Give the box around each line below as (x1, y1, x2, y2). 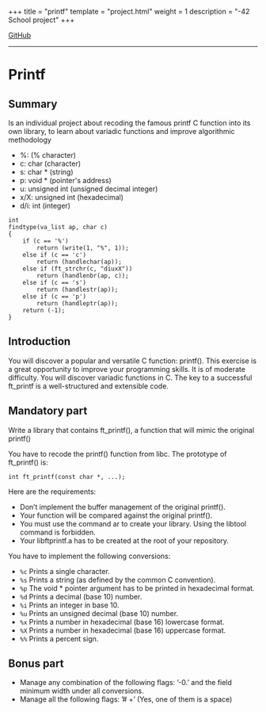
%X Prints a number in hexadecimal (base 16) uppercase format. (19, 626, 226, 635)
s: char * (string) (19, 167, 74, 177)
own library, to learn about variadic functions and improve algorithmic (8, 127, 235, 136)
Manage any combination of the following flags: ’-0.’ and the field (19, 678, 232, 687)
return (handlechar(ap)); (36, 258, 123, 266)
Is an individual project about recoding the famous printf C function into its (8, 118, 251, 128)
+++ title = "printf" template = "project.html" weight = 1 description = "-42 (8, 7, 250, 16)
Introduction (8, 335, 71, 348)
